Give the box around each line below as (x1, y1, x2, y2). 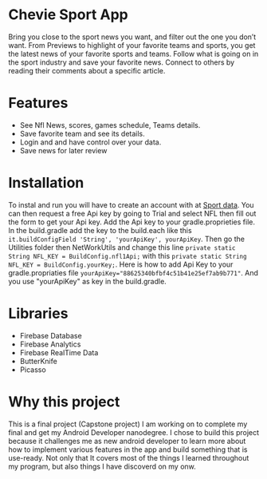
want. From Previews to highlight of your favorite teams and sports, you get (8, 40, 256, 49)
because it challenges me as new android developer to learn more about (8, 436, 246, 445)
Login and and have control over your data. (19, 137, 162, 147)
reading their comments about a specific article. (8, 65, 166, 75)
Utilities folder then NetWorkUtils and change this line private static (8, 242, 236, 252)
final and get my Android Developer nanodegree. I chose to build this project (8, 427, 260, 437)
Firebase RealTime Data (19, 347, 99, 357)
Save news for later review (19, 145, 108, 155)
